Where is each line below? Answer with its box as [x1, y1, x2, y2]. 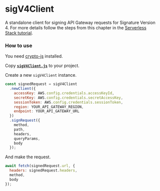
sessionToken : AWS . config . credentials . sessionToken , [14, 100, 123, 105]
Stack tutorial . [5, 30, 33, 36]
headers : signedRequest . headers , [9, 168, 78, 173]
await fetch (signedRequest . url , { [5, 164, 76, 169]
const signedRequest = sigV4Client [5, 82, 78, 86]
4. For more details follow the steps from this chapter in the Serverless [5, 24, 147, 30]
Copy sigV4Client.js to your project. [5, 63, 80, 69]
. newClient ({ [9, 86, 36, 91]
